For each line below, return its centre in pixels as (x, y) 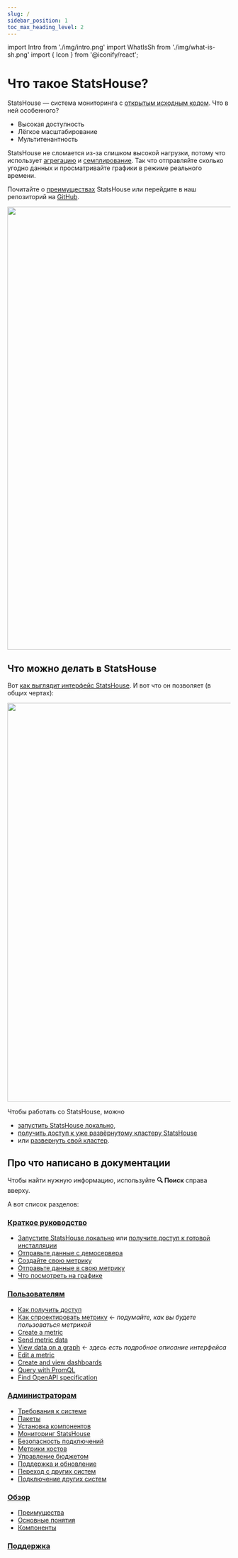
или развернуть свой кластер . (63, 1141)
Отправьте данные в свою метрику (71, 1268)
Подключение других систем (62, 1479)
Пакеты (29, 1418)
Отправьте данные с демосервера (70, 1253)
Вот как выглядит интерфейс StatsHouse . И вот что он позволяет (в (109, 685)
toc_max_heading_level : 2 (45, 27)
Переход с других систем (57, 1471)
